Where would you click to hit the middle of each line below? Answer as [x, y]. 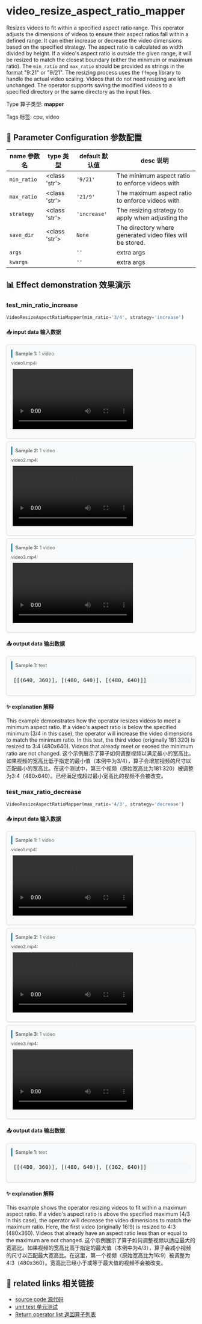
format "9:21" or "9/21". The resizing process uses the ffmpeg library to [94, 72]
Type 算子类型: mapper [35, 104]
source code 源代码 [39, 1299]
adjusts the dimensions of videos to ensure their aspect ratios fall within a [97, 34]
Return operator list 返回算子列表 [55, 1314]
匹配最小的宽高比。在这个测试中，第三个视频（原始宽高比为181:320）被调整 [100, 768]
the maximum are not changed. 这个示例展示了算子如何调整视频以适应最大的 [101, 1240]
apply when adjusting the [152, 218]
